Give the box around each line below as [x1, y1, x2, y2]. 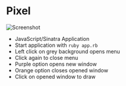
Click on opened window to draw [14, 73, 96, 80]
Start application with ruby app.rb [14, 42, 98, 49]
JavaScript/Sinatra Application [14, 35, 90, 42]
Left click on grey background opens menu [14, 47, 121, 55]
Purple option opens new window [14, 60, 97, 68]
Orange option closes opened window [14, 66, 109, 74]
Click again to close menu [14, 54, 78, 61]
